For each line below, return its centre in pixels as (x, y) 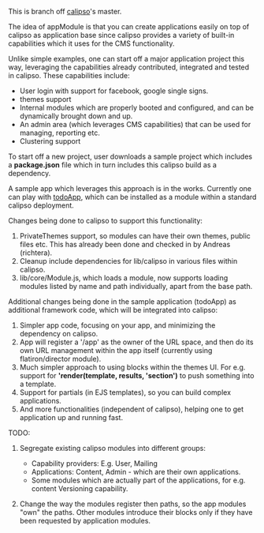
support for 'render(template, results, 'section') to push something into (137, 375)
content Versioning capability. (80, 488)
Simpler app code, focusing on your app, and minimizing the (117, 325)
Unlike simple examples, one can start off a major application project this (126, 59)
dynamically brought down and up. (76, 116)
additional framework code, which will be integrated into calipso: (113, 310)
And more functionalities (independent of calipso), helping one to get (132, 409)
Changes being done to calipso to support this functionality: (106, 221)
